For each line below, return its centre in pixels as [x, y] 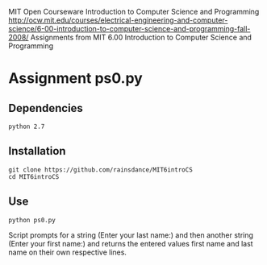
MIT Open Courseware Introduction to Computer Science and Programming [134, 12]
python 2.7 [27, 126]
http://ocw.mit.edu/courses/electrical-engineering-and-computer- [118, 20]
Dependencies [46, 108]
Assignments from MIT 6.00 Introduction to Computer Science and [141, 37]
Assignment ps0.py [75, 79]
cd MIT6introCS [34, 176]
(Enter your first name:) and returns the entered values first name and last [131, 243]
